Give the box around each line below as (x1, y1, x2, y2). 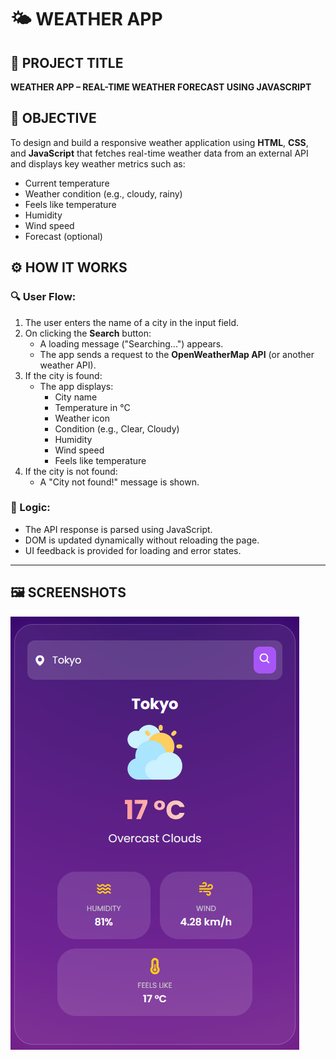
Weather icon (54, 412, 110, 424)
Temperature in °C (54, 401, 131, 413)
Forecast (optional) (24, 230, 103, 242)
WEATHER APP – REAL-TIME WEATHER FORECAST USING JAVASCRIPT (10, 81, 312, 93)
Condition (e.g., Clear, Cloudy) (54, 422, 180, 435)
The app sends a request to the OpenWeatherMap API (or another (39, 348, 315, 360)
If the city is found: (24, 369, 103, 381)
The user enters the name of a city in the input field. (24, 316, 240, 328)
